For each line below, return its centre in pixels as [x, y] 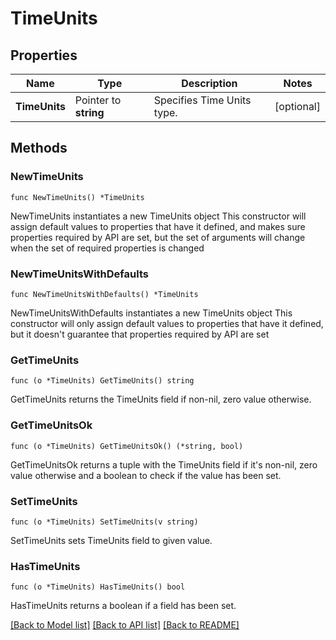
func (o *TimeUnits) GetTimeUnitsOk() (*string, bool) [127, 446]
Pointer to [98, 100]
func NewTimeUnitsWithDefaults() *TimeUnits [104, 294]
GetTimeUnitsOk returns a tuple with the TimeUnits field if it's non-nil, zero [164, 464]
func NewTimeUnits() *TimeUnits [77, 197]
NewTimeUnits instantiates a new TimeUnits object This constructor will [158, 216]
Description [209, 83]
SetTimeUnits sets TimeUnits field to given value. [111, 540]
